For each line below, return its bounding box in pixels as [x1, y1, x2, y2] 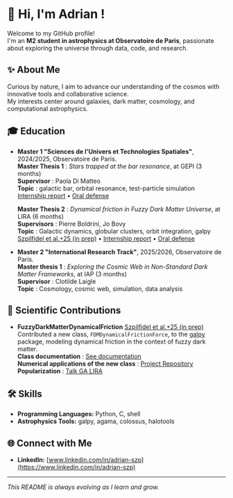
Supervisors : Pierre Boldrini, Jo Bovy [17, 220, 126, 228]
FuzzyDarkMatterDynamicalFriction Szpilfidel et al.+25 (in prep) [17, 323, 204, 331]
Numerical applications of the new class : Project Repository [17, 359, 193, 368]
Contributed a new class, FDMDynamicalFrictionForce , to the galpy [17, 330, 206, 339]
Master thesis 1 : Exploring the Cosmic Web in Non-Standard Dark [17, 263, 208, 271]
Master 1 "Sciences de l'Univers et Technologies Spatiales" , [17, 147, 194, 155]
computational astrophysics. [7, 104, 88, 113]
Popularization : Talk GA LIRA [17, 367, 103, 375]
